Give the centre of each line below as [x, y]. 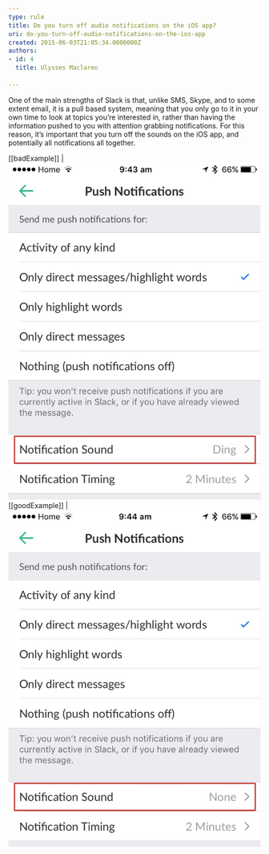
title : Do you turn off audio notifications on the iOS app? [112, 25]
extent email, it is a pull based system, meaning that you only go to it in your [133, 108]
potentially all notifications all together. [72, 142]
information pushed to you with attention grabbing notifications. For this [126, 125]
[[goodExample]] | [38, 505]
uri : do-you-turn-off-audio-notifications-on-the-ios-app [107, 34]
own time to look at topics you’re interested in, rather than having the [122, 117]
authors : [23, 51]
